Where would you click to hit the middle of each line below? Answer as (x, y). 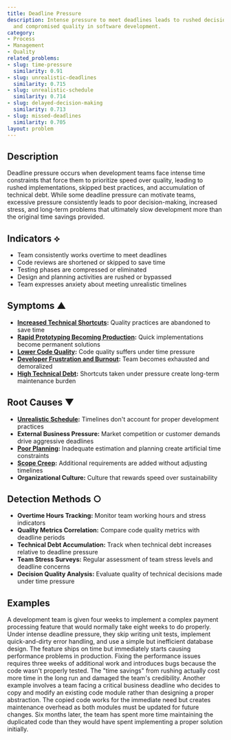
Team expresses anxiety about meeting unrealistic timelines (102, 284)
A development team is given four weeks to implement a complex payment (113, 620)
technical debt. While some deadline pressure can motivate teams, (101, 195)
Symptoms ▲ (37, 306)
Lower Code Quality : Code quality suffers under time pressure (106, 351)
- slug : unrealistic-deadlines (52, 77)
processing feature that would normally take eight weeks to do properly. (109, 627)
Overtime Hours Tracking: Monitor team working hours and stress (111, 516)
